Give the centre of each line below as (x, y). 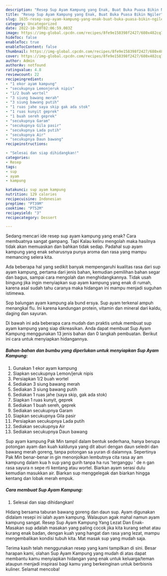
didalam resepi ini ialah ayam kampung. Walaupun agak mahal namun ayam (83, 517)
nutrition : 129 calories (31, 195)
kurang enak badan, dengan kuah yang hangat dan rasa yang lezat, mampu (83, 533)
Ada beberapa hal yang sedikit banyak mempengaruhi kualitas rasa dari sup (83, 267)
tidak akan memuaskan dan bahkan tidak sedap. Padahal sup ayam (74, 246)
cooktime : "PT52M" (25, 208)
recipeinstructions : (27, 144)
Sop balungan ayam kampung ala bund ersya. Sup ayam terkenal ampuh (80, 303)
